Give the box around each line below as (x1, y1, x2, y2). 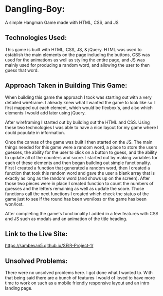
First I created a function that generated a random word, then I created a (5, 165, 150, 171)
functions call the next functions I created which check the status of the (5, 191, 149, 197)
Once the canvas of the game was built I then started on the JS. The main (5, 139, 153, 145)
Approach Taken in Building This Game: (5, 81, 127, 90)
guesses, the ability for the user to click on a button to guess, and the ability (5, 149, 157, 155)
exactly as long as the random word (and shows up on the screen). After (5, 175, 150, 181)
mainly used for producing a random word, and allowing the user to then (5, 62, 150, 68)
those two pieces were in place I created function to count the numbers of (5, 180, 154, 186)
